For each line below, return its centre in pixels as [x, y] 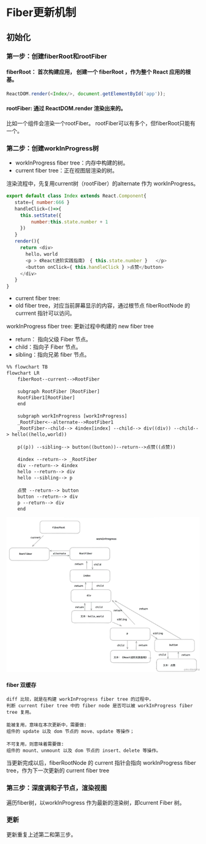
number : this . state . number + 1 [70, 222]
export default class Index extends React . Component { [77, 196]
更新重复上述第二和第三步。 [41, 834]
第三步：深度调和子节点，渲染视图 [57, 788]
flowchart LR [23, 373]
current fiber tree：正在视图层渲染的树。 [67, 171]
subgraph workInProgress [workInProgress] [72, 416]
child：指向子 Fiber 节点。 [48, 347]
